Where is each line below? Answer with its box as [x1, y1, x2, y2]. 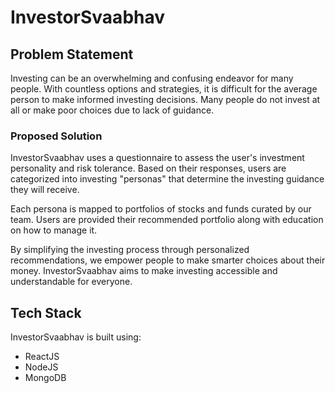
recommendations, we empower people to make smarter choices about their [10, 254, 326, 266]
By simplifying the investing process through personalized [10, 244, 250, 256]
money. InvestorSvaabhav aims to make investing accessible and [10, 265, 278, 277]
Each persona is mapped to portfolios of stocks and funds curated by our [10, 203, 312, 215]
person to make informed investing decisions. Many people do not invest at [10, 94, 321, 105]
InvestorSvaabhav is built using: [10, 331, 142, 343]
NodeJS [24, 361, 59, 373]
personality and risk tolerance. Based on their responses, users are [10, 162, 287, 175]
